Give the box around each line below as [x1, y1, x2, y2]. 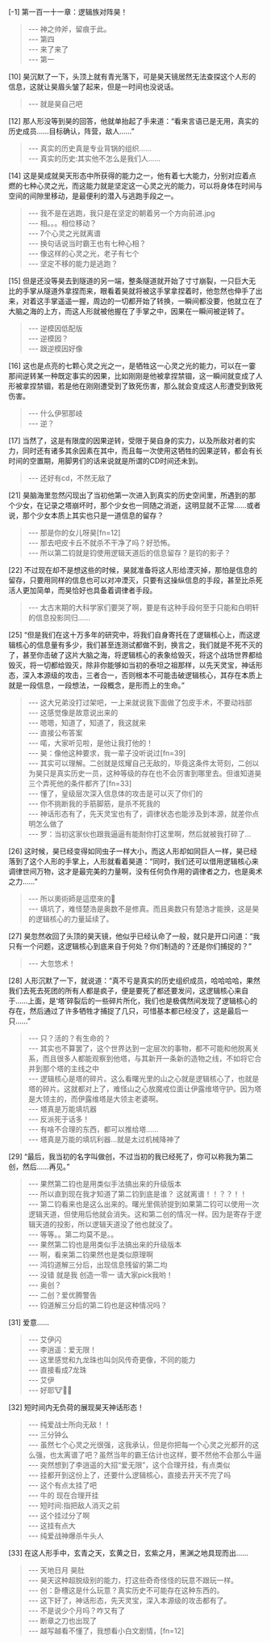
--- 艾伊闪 [27, 1335, 62, 1344]
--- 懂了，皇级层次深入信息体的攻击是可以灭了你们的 [27, 789, 203, 798]
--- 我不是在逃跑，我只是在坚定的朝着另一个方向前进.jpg [27, 209, 215, 218]
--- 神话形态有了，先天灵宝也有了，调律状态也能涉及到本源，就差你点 [27, 809, 260, 819]
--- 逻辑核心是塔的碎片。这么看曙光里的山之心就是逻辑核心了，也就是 [27, 1074, 260, 1083]
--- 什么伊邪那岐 [27, 409, 83, 418]
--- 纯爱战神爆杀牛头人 [27, 1531, 105, 1540]
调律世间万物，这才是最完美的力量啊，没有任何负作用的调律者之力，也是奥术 [8, 866, 263, 876]
